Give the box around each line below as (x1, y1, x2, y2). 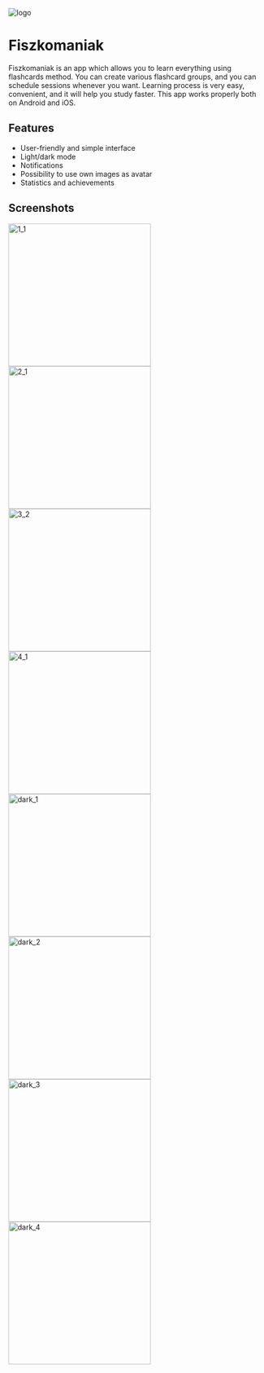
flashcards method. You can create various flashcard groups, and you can (8, 72, 257, 81)
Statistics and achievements (19, 178, 115, 187)
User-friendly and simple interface (19, 143, 136, 152)
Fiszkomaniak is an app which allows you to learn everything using (8, 63, 232, 73)
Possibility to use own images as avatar (19, 169, 153, 178)
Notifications (19, 160, 63, 170)
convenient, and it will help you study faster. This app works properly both (8, 89, 257, 99)
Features (8, 121, 54, 135)
